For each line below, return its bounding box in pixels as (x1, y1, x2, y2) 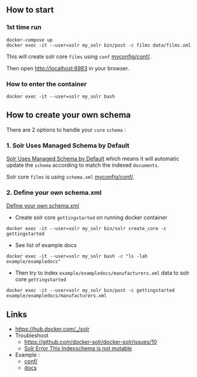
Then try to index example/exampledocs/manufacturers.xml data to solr (15, 270, 190, 277)
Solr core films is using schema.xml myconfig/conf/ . (6, 173, 135, 181)
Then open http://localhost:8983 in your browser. (6, 64, 129, 72)
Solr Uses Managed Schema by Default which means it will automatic (6, 155, 180, 163)
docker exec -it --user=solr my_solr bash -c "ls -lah (6, 253, 148, 260)
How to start (6, 5, 54, 15)
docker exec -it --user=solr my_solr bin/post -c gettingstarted (6, 288, 175, 294)
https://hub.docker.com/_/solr (15, 325, 90, 333)
